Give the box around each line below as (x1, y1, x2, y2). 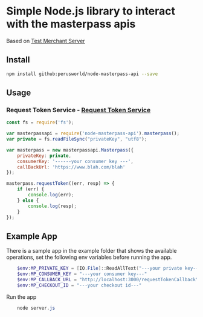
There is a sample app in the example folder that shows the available (6, 247, 177, 255)
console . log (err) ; (28, 192, 74, 198)
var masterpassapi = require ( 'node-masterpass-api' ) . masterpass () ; (6, 130, 180, 137)
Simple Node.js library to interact (6, 4, 176, 18)
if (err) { (17, 186, 45, 192)
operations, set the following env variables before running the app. (6, 253, 172, 261)
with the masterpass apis (6, 17, 136, 31)
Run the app (6, 293, 37, 301)
